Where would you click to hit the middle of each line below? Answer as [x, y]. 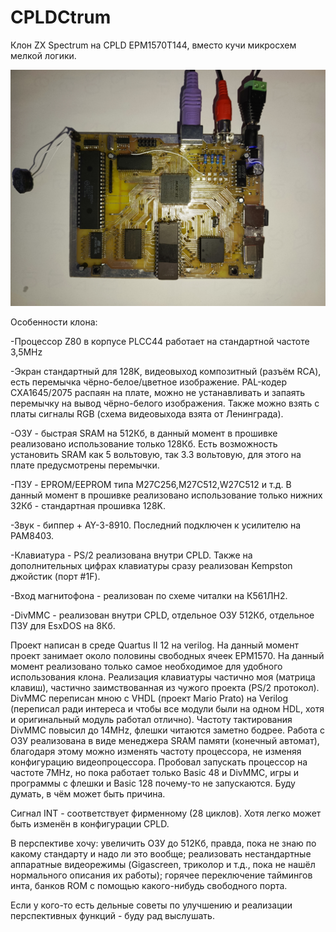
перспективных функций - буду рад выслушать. [112, 915]
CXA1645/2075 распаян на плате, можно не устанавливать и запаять [158, 392]
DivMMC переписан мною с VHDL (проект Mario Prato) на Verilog [149, 698]
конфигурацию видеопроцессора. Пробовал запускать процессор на [159, 762]
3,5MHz [26, 352]
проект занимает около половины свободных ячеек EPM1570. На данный [167, 655]
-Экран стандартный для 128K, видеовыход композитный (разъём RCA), [166, 371]
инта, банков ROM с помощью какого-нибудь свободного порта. [149, 885]
